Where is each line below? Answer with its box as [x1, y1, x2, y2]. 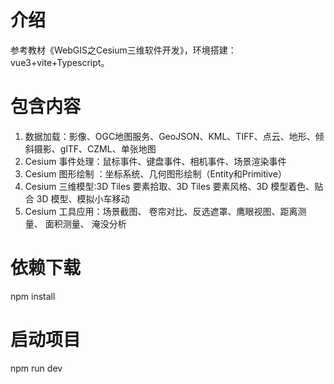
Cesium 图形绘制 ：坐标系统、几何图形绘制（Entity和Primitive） [24, 167, 287, 180]
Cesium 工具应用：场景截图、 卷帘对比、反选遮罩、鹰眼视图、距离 [24, 205, 298, 217]
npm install [10, 290, 56, 302]
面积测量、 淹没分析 [44, 217, 127, 230]
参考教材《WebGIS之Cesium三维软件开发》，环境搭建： [10, 44, 237, 56]
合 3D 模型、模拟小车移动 [24, 192, 130, 205]
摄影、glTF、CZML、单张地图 [33, 142, 157, 155]
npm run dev [10, 362, 63, 374]
